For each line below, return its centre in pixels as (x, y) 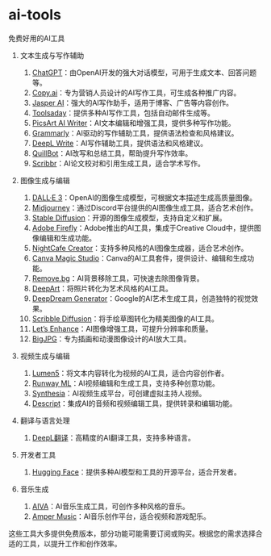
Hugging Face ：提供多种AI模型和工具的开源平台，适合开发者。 (136, 472)
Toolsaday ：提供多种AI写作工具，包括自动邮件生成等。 (123, 113)
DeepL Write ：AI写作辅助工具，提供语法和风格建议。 (120, 143)
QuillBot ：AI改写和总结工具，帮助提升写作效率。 (112, 153)
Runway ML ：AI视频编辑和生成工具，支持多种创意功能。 (126, 383)
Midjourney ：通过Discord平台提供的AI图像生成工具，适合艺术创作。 (145, 207)
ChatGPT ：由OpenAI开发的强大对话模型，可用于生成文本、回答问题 (144, 72)
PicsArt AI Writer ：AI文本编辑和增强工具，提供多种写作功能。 (133, 123)
